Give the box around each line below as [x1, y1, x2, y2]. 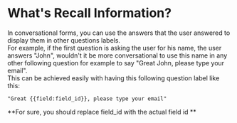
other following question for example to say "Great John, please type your [7, 58, 225, 67]
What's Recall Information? [7, 5, 172, 21]
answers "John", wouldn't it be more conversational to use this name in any [7, 51, 228, 60]
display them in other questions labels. [7, 36, 121, 44]
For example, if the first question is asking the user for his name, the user [7, 43, 222, 52]
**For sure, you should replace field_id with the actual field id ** [7, 107, 197, 116]
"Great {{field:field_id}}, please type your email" [7, 95, 167, 102]
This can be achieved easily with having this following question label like [7, 73, 220, 82]
